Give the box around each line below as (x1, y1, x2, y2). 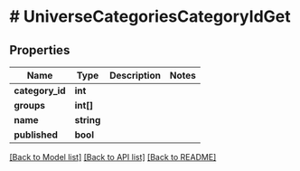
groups (14, 100, 46, 111)
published (14, 128, 59, 141)
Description (109, 70, 161, 81)
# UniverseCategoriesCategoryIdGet (9, 6, 291, 27)
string (74, 114, 101, 126)
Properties (9, 43, 70, 58)
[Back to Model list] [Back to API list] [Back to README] (9, 152, 217, 162)
